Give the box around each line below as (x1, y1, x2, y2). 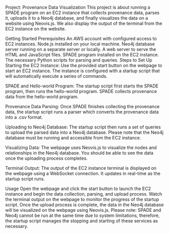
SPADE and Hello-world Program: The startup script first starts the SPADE (5, 83, 159, 89)
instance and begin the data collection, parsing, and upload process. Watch (5, 191, 162, 197)
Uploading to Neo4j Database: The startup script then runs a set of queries (5, 124, 161, 130)
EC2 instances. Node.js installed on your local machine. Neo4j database (5, 41, 155, 47)
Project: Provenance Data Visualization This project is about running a (5, 5, 150, 10)
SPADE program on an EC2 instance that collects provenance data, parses (5, 10, 160, 16)
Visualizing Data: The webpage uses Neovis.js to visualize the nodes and (5, 145, 157, 151)
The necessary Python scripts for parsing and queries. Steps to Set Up (5, 57, 152, 63)
